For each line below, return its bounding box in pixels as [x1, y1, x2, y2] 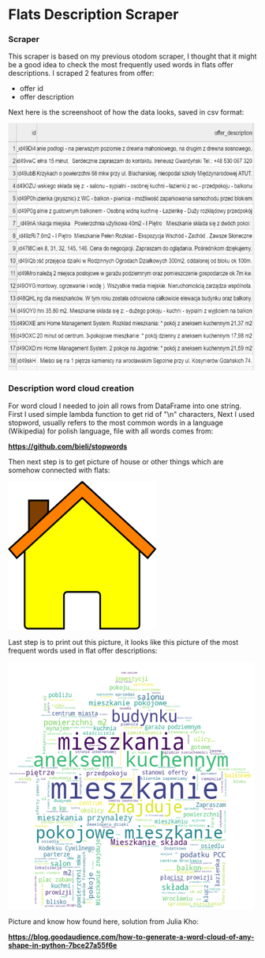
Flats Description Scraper [8, 6, 179, 24]
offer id [19, 84, 43, 93]
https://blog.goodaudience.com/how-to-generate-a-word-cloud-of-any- [8, 932, 255, 941]
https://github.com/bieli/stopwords [8, 441, 128, 451]
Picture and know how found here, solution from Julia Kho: [8, 916, 199, 926]
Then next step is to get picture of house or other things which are [8, 456, 224, 466]
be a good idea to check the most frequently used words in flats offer [8, 60, 234, 70]
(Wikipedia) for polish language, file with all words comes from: [8, 426, 214, 436]
